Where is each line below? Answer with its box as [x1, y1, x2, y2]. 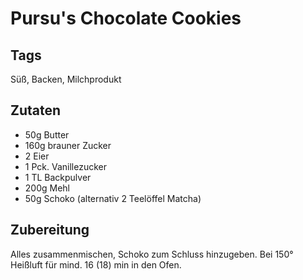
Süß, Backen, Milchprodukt [10, 73, 122, 85]
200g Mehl [24, 182, 70, 194]
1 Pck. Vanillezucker [24, 160, 107, 172]
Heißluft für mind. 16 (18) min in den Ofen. [10, 258, 182, 271]
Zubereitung [10, 222, 90, 239]
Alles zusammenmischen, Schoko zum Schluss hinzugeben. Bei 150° [10, 248, 294, 260]
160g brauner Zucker [24, 139, 112, 151]
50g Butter [24, 128, 70, 141]
